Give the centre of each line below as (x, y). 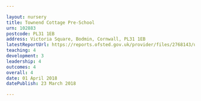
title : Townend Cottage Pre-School (51, 22)
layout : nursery (26, 17)
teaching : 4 (21, 51)
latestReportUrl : (28, 45)
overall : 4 (20, 72)
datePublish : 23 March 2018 (41, 84)
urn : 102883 (21, 28)
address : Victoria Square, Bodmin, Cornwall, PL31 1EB (76, 39)
